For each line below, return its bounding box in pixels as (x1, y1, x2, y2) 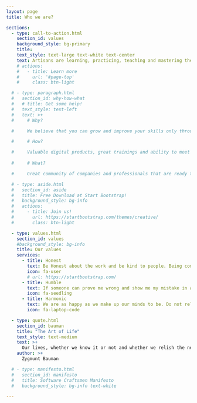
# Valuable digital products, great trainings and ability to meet (11, 149, 191, 155)
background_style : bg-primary (16, 41, 91, 47)
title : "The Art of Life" (16, 328, 80, 334)
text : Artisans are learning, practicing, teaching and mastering (16, 57, 182, 64)
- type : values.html (11, 230, 62, 236)
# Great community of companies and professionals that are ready (11, 171, 188, 176)
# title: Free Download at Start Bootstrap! (11, 192, 127, 198)
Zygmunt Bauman (21, 356, 59, 362)
